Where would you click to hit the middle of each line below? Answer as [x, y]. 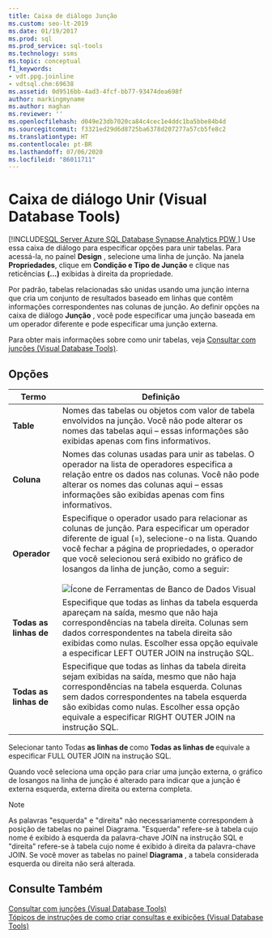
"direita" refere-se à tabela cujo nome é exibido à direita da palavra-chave [132, 846]
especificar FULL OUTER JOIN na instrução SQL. [90, 756]
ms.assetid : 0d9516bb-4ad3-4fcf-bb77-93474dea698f [96, 91]
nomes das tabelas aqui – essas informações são [155, 431]
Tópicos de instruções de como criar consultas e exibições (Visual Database [136, 917]
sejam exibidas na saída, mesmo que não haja [149, 676]
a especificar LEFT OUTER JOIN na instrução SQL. [158, 653]
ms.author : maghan [39, 106]
